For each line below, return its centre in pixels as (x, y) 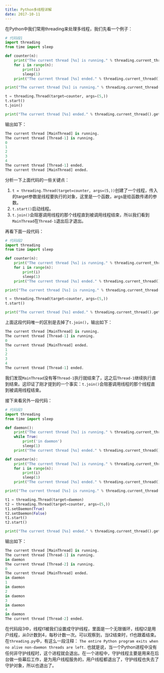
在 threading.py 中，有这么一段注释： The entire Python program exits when (82, 641)
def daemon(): (20, 428)
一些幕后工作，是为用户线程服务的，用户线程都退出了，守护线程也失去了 (86, 659)
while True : (26, 437)
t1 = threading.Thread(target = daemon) (44, 500)
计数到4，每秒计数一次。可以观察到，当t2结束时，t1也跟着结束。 (94, 635)
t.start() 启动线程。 (33, 209)
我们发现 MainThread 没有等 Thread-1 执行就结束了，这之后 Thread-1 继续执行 (79, 378)
